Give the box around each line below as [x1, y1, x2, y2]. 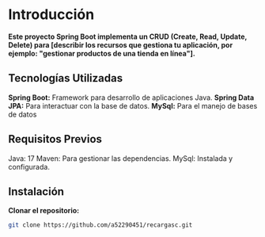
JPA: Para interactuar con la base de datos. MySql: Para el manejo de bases [8, 101, 258, 110]
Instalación [8, 185, 65, 198]
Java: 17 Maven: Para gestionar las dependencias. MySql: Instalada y [8, 153, 233, 163]
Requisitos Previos [8, 132, 103, 146]
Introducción [8, 6, 95, 24]
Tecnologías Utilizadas [8, 71, 123, 85]
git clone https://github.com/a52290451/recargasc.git [8, 221, 193, 229]
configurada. [8, 162, 50, 171]
